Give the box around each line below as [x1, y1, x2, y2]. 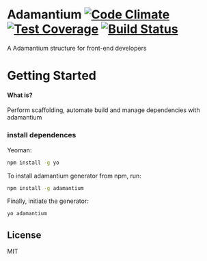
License [7, 229, 42, 241]
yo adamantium [7, 210, 48, 217]
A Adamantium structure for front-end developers [7, 44, 147, 52]
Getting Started [7, 68, 97, 83]
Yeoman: [7, 146, 32, 154]
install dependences [7, 130, 77, 140]
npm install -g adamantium [7, 184, 84, 191]
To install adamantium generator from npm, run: [7, 171, 141, 180]
